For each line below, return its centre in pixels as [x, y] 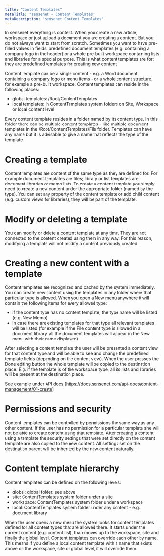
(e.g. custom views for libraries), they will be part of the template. [71, 199]
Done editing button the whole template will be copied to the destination [78, 364]
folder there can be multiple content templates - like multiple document [77, 124]
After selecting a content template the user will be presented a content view [82, 348]
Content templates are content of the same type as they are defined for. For [81, 173]
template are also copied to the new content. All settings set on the [72, 444]
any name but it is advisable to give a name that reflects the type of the [77, 135]
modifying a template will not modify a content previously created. [72, 244]
